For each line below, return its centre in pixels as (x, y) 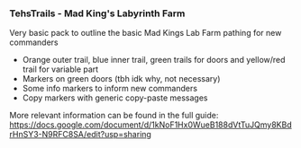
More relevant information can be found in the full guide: (114, 116)
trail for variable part (60, 69)
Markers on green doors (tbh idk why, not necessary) (121, 79)
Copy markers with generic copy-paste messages (115, 98)
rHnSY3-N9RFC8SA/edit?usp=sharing (80, 135)
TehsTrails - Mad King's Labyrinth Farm (97, 13)
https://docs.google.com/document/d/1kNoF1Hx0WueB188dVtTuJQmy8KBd (150, 125)
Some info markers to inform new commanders (110, 89)
